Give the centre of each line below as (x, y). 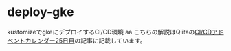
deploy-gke (41, 12)
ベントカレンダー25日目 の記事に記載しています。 (77, 40)
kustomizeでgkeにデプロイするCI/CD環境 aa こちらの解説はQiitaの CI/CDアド (115, 32)
